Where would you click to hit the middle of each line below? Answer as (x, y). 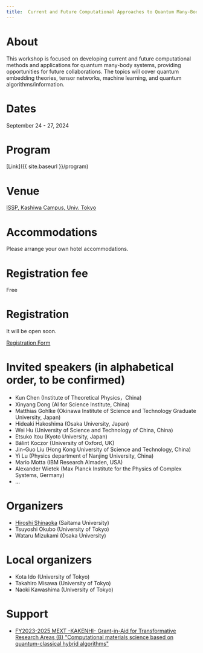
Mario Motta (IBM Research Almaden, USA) (69, 463)
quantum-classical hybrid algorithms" (62, 643)
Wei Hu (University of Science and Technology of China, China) (94, 430)
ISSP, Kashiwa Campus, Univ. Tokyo (51, 208)
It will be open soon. (31, 331)
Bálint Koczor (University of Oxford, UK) (65, 443)
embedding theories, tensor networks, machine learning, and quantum (94, 78)
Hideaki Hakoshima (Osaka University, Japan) (72, 424)
